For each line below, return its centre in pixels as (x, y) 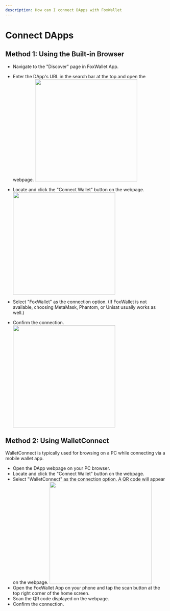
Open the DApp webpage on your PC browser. (62, 468)
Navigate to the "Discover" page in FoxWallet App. (66, 66)
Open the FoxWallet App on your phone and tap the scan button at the (86, 588)
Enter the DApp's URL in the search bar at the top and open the (79, 76)
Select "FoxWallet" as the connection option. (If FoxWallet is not (80, 302)
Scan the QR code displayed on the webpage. (61, 599)
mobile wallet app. (25, 459)
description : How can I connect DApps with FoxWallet (64, 10)
